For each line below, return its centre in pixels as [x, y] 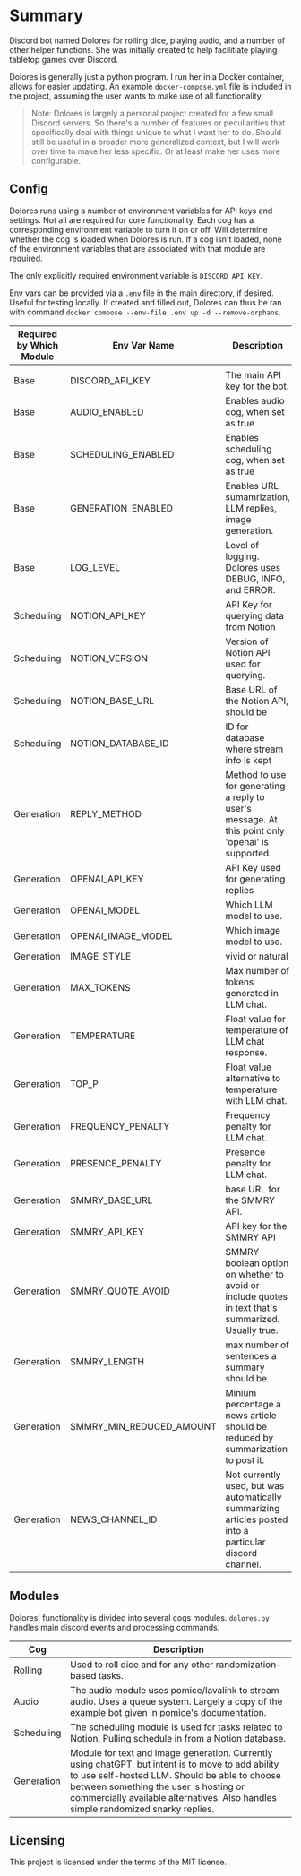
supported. [248, 853]
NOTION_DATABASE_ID [120, 743]
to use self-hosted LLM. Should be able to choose [176, 1775]
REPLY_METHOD [106, 813]
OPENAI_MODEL [105, 910]
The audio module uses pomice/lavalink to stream [175, 1690]
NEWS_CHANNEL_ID [114, 1519]
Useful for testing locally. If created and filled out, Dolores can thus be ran [146, 302]
